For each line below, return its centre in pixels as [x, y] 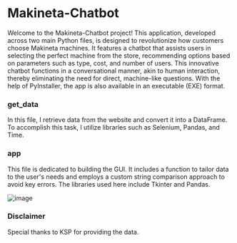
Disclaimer [26, 217]
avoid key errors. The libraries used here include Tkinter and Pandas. [109, 184]
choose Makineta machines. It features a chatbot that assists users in [109, 48]
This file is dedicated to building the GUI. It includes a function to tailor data [118, 169]
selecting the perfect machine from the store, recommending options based [119, 56]
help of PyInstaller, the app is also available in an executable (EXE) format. [116, 86]
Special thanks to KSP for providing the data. [73, 232]
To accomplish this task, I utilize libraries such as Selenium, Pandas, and [114, 128]
